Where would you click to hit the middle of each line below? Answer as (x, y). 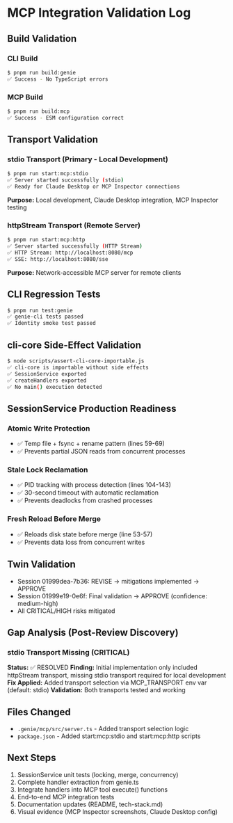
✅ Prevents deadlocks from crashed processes (85, 501)
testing (17, 207)
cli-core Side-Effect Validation (74, 345)
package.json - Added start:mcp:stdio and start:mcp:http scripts (109, 736)
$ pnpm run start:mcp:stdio (48, 174)
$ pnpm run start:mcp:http (46, 240)
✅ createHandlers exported (47, 381)
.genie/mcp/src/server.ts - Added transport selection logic (103, 729)
